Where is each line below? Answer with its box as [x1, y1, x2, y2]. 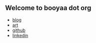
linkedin [12, 32, 29, 38]
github [12, 27, 26, 33]
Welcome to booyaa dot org [5, 4, 92, 12]
